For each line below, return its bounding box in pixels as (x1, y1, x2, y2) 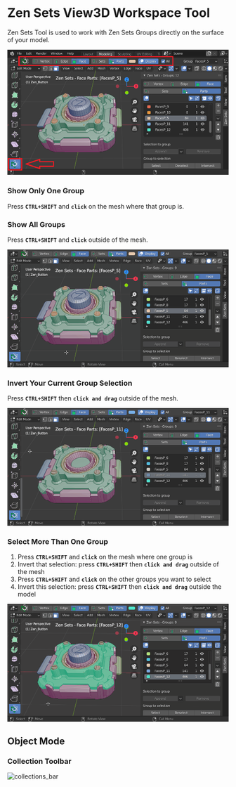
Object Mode (7, 736, 65, 748)
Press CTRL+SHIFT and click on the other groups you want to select (17, 575, 211, 583)
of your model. (7, 35, 50, 44)
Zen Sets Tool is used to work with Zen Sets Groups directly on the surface (7, 28, 225, 37)
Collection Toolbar (7, 756, 72, 766)
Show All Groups (7, 219, 65, 229)
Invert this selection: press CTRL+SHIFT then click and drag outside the (17, 582, 222, 591)
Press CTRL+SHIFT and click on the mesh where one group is (17, 552, 193, 561)
